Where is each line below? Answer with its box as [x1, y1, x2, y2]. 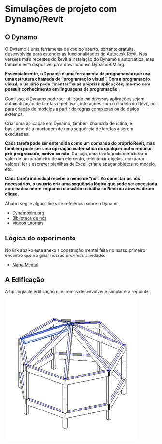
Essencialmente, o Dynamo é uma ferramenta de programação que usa [5, 71, 151, 76]
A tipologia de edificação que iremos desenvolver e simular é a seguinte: [5, 289, 150, 294]
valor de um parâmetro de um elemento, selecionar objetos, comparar [5, 156, 145, 161]
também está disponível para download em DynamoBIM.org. [5, 62, 126, 67]
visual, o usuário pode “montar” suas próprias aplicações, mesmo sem [5, 81, 151, 87]
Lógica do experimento [5, 234, 76, 242]
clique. [5, 191, 19, 197]
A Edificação [5, 276, 44, 284]
